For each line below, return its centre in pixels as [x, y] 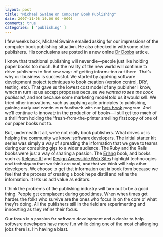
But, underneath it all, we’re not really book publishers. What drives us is [78, 133]
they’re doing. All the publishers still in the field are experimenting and [75, 204]
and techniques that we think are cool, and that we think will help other [76, 164]
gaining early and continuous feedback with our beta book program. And [78, 108]
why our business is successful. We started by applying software [70, 77]
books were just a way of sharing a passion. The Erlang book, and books [78, 153]
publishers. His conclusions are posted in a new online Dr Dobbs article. [77, 52]
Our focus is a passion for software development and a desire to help [74, 219]
